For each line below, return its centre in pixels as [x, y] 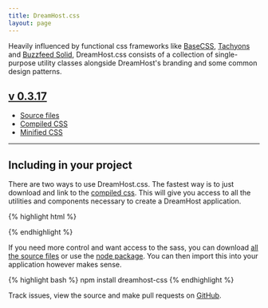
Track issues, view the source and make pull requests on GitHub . [115, 295]
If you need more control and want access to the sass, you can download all [134, 247]
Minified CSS [41, 132]
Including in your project [71, 165]
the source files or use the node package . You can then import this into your [133, 256]
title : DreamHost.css [44, 16]
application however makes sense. [65, 265]
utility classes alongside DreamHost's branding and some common [147, 63]
